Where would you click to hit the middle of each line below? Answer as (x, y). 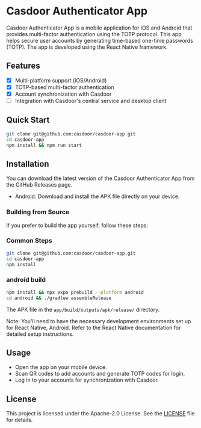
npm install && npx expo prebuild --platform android (75, 292)
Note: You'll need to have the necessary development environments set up (99, 321)
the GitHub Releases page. (39, 185)
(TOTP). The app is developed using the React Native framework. (87, 47)
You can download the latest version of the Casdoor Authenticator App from (100, 178)
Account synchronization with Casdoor (63, 94)
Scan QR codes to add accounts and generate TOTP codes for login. (100, 374)
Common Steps (29, 241)
